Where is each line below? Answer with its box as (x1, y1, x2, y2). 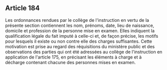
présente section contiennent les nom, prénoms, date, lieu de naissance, (5, 22, 155, 28)
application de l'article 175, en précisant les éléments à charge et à (5, 54, 142, 60)
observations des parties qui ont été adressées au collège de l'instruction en (5, 49, 163, 55)
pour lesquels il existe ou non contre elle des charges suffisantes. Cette (5, 38, 152, 44)
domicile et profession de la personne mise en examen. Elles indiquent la (5, 27, 155, 34)
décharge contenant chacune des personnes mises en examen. (5, 59, 136, 65)
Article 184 (5, 4, 40, 12)
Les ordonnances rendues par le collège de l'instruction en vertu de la (5, 17, 150, 23)
